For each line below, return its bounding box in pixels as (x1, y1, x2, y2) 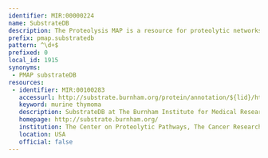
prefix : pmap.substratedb (8, 34, 94, 42)
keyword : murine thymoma (18, 101, 102, 109)
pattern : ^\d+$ (8, 41, 59, 49)
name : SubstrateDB (8, 19, 69, 27)
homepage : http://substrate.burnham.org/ (18, 116, 159, 124)
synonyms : (8, 64, 41, 72)
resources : (8, 78, 45, 86)
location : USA (18, 130, 66, 138)
